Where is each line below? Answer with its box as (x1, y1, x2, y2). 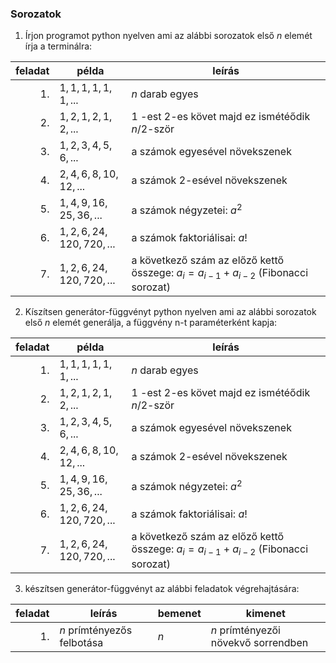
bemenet (157, 606, 202, 620)
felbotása (59, 635, 104, 649)
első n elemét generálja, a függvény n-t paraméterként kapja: (24, 317, 278, 329)
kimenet (245, 606, 286, 620)
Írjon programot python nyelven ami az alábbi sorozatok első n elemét (24, 30, 313, 42)
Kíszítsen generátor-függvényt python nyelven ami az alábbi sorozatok (24, 306, 317, 318)
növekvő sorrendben (210, 635, 309, 649)
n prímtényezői (210, 623, 281, 637)
